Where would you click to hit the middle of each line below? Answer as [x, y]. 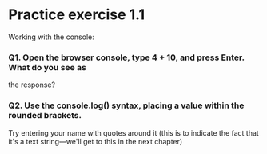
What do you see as [47, 67]
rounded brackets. [45, 116]
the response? [32, 85]
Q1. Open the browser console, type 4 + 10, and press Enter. [127, 57]
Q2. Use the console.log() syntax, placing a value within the [126, 105]
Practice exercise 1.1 [77, 15]
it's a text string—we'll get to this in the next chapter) [96, 141]
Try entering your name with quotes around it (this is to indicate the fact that [134, 132]
